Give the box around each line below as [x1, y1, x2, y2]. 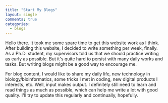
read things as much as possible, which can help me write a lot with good [5, 87, 158, 93]
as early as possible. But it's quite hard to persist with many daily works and [5, 56, 163, 62]
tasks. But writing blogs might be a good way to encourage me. [5, 61, 137, 67]
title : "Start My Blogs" [5, 7, 58, 13]
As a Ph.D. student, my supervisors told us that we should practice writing [5, 51, 159, 57]
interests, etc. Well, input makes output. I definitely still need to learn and [5, 81, 156, 88]
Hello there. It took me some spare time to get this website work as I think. [5, 40, 159, 46]
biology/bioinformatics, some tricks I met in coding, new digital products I [5, 76, 158, 82]
